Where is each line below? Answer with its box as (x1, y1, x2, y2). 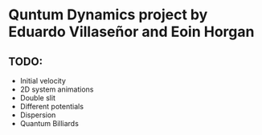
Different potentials (19, 102, 84, 111)
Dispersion (19, 110, 56, 120)
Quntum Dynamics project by (8, 6, 208, 24)
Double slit (19, 93, 56, 102)
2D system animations (19, 84, 94, 94)
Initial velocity (19, 76, 67, 85)
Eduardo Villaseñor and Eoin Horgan (8, 22, 255, 41)
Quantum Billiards (19, 119, 79, 128)
